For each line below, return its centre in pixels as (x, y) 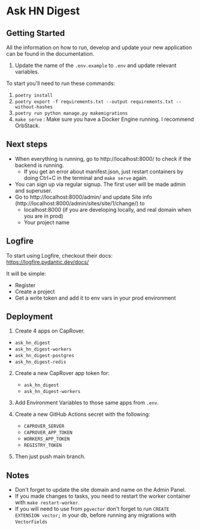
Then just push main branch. (50, 456)
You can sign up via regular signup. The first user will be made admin (100, 184)
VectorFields (31, 522)
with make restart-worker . (47, 502)
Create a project (35, 291)
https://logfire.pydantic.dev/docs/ (48, 262)
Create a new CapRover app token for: (62, 373)
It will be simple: (26, 273)
